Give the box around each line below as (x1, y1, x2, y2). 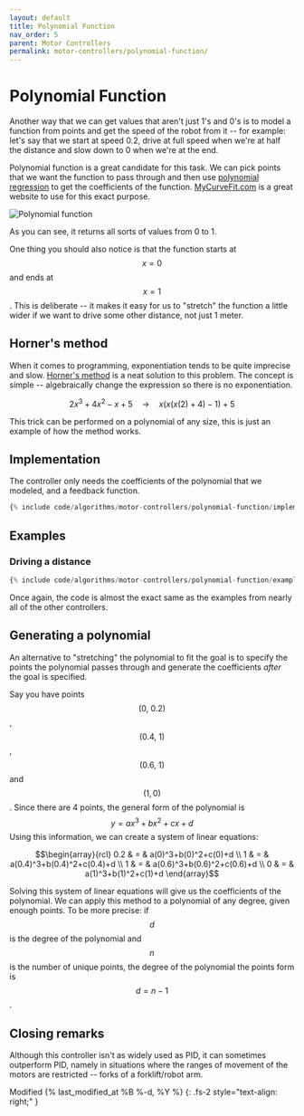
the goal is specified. (9, 671, 88, 682)
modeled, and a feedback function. (9, 485, 140, 496)
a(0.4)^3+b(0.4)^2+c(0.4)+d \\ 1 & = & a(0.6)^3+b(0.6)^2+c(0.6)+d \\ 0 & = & (9, 859, 295, 870)
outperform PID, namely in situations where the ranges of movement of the (9, 1060, 289, 1071)
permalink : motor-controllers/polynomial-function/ (9, 47, 208, 56)
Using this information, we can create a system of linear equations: (9, 832, 259, 843)
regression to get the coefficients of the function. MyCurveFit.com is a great (9, 182, 294, 193)
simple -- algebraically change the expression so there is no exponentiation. (9, 379, 293, 390)
